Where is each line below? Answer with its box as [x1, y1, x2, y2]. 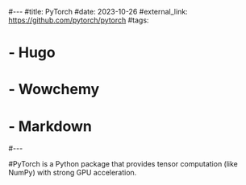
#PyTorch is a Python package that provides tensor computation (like [8, 159, 238, 169]
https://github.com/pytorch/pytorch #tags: [8, 15, 149, 25]
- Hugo [8, 43, 56, 62]
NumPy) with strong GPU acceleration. [8, 168, 137, 178]
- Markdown [8, 117, 93, 135]
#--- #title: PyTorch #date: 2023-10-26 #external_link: [8, 7, 188, 16]
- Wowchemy [8, 80, 100, 99]
